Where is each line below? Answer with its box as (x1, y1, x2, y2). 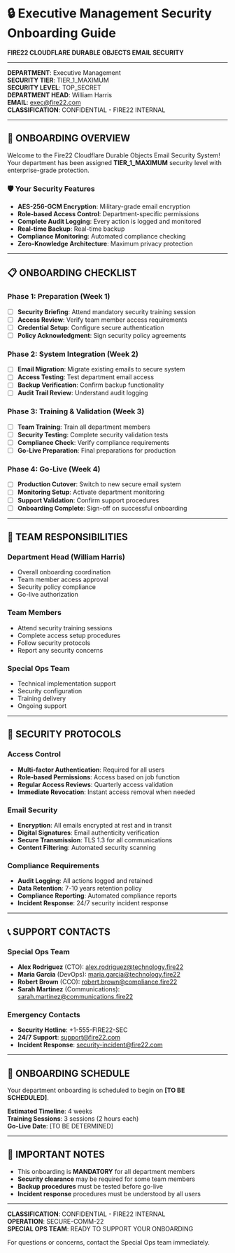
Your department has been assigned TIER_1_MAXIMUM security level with (7, 158, 222, 167)
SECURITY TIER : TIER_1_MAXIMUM (7, 76, 110, 84)
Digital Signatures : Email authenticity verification (17, 828, 159, 837)
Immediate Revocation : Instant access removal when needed (17, 788, 196, 796)
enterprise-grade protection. (7, 166, 90, 174)
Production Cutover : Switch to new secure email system (17, 480, 181, 488)
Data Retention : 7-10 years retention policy (17, 884, 142, 893)
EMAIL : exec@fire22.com (7, 98, 82, 106)
